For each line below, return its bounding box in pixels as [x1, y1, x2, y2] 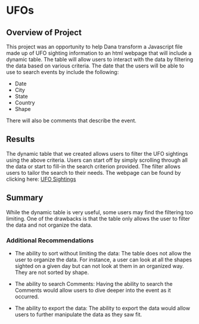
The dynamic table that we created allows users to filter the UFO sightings [6, 150, 188, 157]
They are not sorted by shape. [14, 269, 89, 276]
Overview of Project [6, 27, 82, 38]
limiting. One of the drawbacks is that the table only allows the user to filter [6, 215, 191, 222]
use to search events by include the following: [6, 69, 119, 75]
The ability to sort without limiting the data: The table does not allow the [14, 249, 191, 257]
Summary [6, 193, 43, 203]
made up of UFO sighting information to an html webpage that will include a [6, 50, 192, 57]
